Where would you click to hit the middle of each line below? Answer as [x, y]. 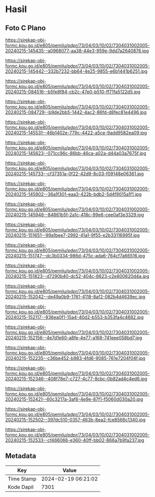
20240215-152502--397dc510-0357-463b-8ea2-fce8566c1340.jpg [75, 420]
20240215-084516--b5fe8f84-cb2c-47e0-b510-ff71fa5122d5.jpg [73, 92]
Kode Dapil [21, 487]
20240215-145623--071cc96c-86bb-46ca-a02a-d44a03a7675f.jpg [76, 153]
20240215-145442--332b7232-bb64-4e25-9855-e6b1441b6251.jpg [76, 71]
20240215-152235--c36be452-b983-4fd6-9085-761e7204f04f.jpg [75, 358]
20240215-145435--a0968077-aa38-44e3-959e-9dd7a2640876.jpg [77, 51]
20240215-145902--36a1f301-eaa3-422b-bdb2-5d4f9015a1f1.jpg [73, 194]
